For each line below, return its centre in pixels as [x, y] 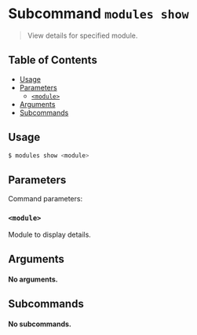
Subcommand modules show [99, 14]
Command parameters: [46, 199]
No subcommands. [40, 324]
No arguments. [33, 279]
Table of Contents [53, 60]
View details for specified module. [82, 35]
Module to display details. [50, 234]
